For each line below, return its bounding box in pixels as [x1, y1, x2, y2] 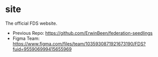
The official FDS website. [5, 20, 58, 26]
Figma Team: [12, 35, 40, 41]
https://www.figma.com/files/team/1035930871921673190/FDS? [12, 40, 146, 46]
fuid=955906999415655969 [12, 46, 72, 52]
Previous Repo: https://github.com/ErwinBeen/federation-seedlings [12, 30, 153, 36]
